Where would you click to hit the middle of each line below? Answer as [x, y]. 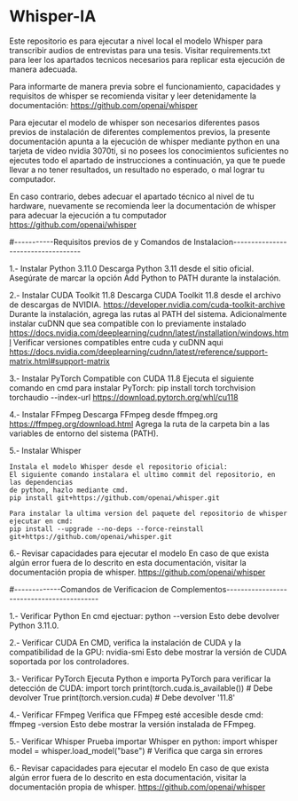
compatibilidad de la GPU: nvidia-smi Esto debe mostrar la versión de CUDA [148, 652]
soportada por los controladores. [69, 661]
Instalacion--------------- [240, 242]
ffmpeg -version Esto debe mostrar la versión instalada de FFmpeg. [133, 724]
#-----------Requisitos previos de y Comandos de [101, 242]
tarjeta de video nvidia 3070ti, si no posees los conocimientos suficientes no [149, 151]
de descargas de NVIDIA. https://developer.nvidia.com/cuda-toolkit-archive [147, 305]
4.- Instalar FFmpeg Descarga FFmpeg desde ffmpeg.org [114, 414]
